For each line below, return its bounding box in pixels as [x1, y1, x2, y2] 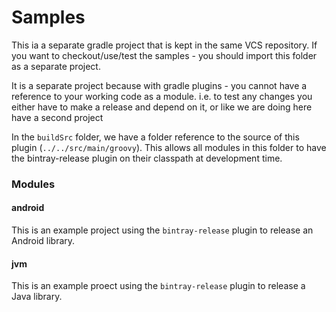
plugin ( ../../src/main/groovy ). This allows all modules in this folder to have [11, 141, 327, 153]
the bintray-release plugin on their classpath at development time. [11, 152, 283, 164]
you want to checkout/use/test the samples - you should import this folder [11, 49, 318, 61]
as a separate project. [11, 60, 101, 72]
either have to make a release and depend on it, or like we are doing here [11, 101, 313, 113]
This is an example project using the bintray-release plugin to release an [11, 224, 314, 236]
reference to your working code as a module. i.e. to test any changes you [11, 90, 313, 102]
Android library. [11, 235, 76, 247]
